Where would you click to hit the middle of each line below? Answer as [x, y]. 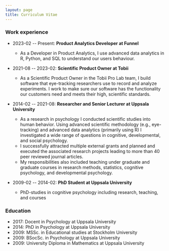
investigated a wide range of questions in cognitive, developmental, [90, 135]
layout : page [19, 10]
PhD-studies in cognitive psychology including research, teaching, [89, 192]
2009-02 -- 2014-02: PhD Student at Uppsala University [72, 182]
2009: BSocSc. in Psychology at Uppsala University [66, 238]
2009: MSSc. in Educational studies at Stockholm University [75, 232]
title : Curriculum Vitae [31, 15]
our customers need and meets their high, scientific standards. [85, 94]
